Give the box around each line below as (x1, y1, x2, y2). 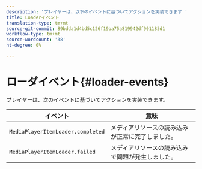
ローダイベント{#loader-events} (6, 76, 169, 89)
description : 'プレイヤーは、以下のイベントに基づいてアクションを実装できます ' (6, 8, 188, 15)
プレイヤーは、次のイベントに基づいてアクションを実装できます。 (6, 96, 169, 103)
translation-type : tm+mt (6, 20, 69, 26)
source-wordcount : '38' (6, 37, 66, 43)
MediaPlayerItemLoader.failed (9, 148, 96, 155)
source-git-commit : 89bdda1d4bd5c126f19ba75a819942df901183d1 (6, 25, 165, 32)
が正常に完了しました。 (110, 132, 177, 141)
